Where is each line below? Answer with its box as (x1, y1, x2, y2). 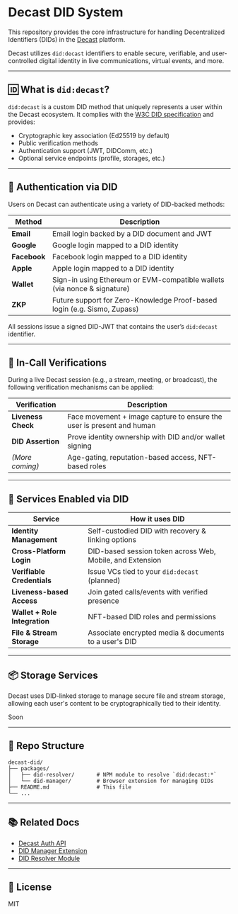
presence (88, 596, 119, 606)
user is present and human (67, 421, 156, 431)
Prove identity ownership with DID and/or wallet (67, 432, 225, 442)
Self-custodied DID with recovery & (88, 526, 207, 536)
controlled (8, 56, 38, 64)
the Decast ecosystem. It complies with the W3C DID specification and (8, 110, 214, 118)
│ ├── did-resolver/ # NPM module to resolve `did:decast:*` (8, 771, 218, 778)
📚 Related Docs (8, 816, 80, 829)
